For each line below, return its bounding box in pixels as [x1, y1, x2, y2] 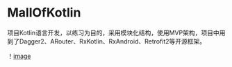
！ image [7, 52, 31, 60]
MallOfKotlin [7, 5, 81, 21]
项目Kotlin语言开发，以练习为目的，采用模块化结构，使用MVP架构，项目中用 [7, 28, 226, 37]
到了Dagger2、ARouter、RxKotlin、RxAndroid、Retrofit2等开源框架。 [7, 37, 206, 46]
